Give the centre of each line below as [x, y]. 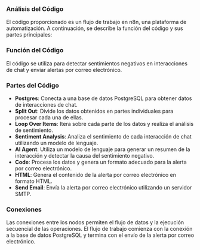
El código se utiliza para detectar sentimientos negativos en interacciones [97, 63]
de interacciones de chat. [46, 104]
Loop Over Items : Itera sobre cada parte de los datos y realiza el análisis [104, 124]
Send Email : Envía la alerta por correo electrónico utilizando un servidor [103, 187]
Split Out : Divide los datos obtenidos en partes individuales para [94, 111]
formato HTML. [33, 181]
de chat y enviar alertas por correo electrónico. [64, 70]
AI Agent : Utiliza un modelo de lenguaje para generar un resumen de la [102, 149]
